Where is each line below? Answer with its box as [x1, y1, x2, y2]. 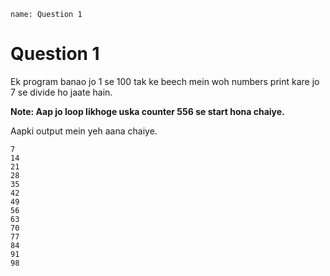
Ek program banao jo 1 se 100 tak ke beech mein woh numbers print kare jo [10, 75, 320, 87]
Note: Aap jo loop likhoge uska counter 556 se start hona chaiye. [10, 105, 285, 117]
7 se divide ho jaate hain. [10, 86, 113, 98]
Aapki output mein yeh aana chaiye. [10, 125, 158, 137]
